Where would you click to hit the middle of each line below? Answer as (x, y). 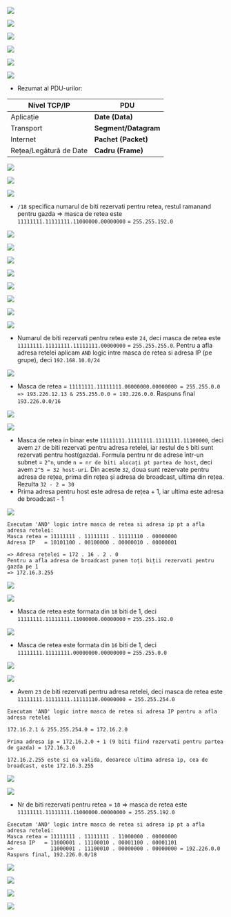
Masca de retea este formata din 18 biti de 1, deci (87, 611)
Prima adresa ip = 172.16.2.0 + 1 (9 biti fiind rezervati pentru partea (115, 742)
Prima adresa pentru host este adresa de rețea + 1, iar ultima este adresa (120, 491)
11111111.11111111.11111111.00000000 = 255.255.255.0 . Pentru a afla (115, 345)
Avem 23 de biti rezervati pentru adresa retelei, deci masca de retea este (120, 691)
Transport (27, 128)
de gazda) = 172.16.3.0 (41, 748)
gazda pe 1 (23, 566)
